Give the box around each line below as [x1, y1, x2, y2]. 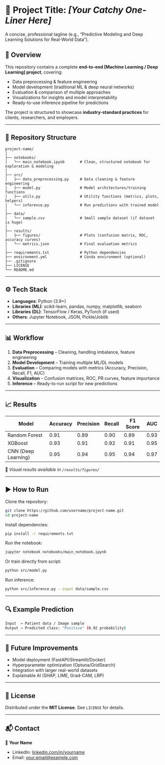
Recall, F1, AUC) [12, 370, 45, 376]
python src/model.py [5, 568, 48, 573]
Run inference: [5, 577, 35, 583]
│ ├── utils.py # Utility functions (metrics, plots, [5, 194, 160, 199]
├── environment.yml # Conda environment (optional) [5, 254, 146, 259]
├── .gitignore [5, 258, 36, 263]
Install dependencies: [5, 521, 49, 527]
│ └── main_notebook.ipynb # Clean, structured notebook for [5, 159, 151, 164]
